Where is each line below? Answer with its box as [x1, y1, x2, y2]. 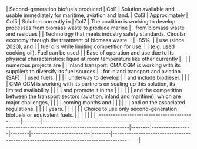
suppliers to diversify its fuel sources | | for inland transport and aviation [6, 68, 181, 74]
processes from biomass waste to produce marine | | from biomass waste [6, 24, 185, 31]
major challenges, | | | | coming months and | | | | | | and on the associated [6, 99, 185, 106]
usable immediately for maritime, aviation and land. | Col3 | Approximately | [6, 12, 188, 19]
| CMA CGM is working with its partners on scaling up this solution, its [6, 80, 175, 87]
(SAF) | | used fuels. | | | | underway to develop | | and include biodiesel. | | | [6, 74, 190, 81]
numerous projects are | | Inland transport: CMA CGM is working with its [6, 62, 181, 69]
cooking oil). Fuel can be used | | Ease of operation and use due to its [6, 49, 175, 56]
